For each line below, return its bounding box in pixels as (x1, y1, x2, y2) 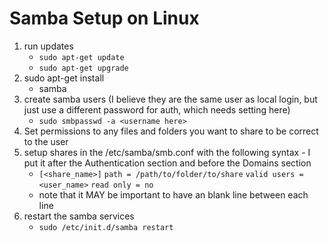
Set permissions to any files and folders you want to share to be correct (23, 125, 319, 137)
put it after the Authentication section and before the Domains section (23, 157, 312, 169)
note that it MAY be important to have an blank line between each (38, 188, 309, 201)
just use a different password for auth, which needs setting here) (23, 103, 291, 116)
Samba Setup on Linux (9, 7, 200, 30)
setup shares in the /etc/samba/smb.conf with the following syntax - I (23, 146, 311, 158)
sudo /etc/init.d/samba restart (38, 222, 174, 232)
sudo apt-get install (23, 72, 105, 84)
